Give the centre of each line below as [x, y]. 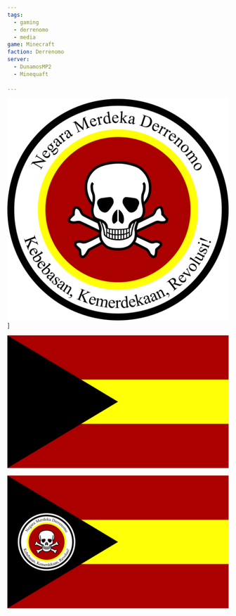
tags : [15, 15]
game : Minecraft [31, 45]
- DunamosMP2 [33, 67]
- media [25, 37]
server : [19, 60]
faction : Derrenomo [36, 52]
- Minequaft [31, 74]
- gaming [26, 22]
